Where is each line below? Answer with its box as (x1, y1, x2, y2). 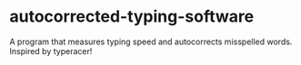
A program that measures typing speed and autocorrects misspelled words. (9, 36, 293, 47)
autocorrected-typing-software (9, 6, 255, 27)
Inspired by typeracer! (9, 45, 93, 56)
